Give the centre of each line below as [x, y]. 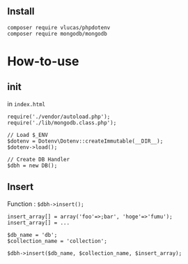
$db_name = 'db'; [32, 235]
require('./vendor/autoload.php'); [59, 117]
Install [21, 12]
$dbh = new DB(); [32, 166]
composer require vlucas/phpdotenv [59, 27]
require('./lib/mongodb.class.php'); [62, 123]
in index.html [26, 103]
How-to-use [43, 61]
